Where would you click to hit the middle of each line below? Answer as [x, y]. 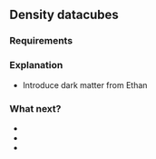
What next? [35, 108]
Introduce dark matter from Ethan [85, 84]
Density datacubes [64, 15]
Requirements [41, 41]
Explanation [36, 65]
